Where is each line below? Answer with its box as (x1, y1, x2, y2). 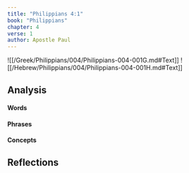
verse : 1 (7, 30, 33, 37)
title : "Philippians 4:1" (7, 10, 83, 18)
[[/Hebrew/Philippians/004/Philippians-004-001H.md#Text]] (7, 64, 183, 72)
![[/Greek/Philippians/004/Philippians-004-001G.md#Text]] (7, 56, 180, 64)
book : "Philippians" (7, 17, 68, 24)
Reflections (7, 156, 59, 168)
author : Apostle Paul (7, 37, 71, 44)
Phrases (7, 119, 32, 128)
